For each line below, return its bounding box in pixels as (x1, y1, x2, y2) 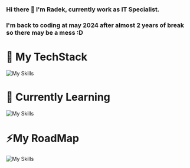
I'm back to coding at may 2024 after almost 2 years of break (6, 21, 185, 29)
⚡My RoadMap (6, 131, 80, 145)
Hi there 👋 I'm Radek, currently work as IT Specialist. (6, 5, 160, 14)
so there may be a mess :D (6, 28, 84, 37)
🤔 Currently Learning (6, 90, 111, 104)
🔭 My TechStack (6, 50, 87, 64)
